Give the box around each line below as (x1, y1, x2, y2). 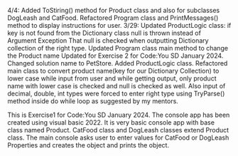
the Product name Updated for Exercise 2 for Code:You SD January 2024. (7, 51, 224, 60)
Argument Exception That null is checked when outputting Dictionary (7, 36, 209, 45)
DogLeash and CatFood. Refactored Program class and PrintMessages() (7, 14, 219, 22)
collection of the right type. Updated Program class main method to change (7, 44, 229, 52)
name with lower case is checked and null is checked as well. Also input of (7, 82, 226, 90)
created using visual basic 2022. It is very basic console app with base (7, 118, 215, 127)
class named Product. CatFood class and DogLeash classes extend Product (7, 126, 229, 134)
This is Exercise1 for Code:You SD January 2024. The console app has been (7, 110, 230, 119)
